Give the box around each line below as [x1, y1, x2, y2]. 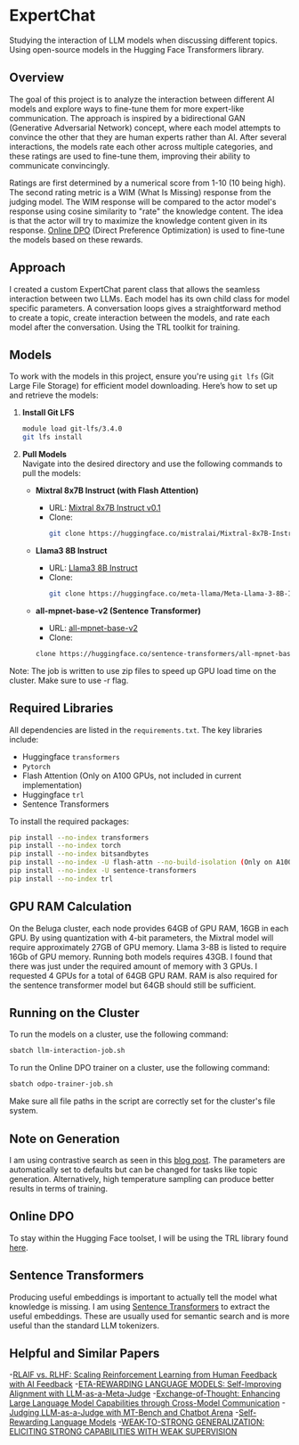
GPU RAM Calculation [9, 899, 132, 915]
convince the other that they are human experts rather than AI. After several [9, 131, 287, 143]
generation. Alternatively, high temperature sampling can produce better [9, 1174, 275, 1184]
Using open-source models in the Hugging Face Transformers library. [9, 44, 264, 54]
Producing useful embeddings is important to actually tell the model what [9, 1292, 278, 1302]
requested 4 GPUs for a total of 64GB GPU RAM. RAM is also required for [9, 970, 279, 981]
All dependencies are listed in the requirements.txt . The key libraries [9, 724, 263, 735]
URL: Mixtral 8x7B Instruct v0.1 [48, 503, 161, 513]
